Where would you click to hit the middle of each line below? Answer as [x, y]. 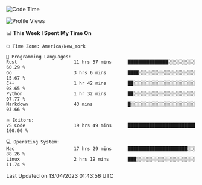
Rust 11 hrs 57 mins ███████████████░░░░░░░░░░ [101, 62]
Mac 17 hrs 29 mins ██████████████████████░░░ [101, 149]
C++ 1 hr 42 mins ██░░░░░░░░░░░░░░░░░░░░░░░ [101, 83]
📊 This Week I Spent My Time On [49, 33]
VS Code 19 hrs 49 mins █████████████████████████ [101, 125]
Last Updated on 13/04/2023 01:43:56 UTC [60, 176]
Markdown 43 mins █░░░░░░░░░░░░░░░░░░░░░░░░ [101, 104]
